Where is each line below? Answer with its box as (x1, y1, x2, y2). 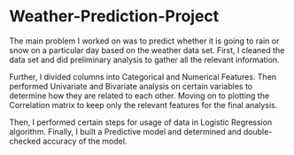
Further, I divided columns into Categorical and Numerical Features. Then (9, 71, 277, 81)
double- (243, 126, 273, 136)
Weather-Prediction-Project (9, 6, 220, 27)
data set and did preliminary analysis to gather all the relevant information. (9, 54, 281, 65)
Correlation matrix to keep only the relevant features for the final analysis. (9, 99, 278, 110)
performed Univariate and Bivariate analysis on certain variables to (9, 81, 253, 91)
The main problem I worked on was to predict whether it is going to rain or (9, 35, 280, 46)
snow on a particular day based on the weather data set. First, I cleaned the (9, 44, 285, 55)
